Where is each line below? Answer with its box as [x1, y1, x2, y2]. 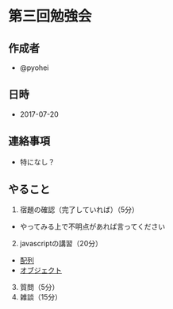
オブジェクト [19, 265, 62, 275]
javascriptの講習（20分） [19, 239, 103, 249]
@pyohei [19, 63, 49, 72]
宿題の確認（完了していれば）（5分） [19, 205, 139, 214]
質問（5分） [19, 283, 60, 292]
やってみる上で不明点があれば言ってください [19, 222, 165, 231]
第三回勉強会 [8, 7, 93, 25]
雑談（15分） [19, 292, 62, 302]
